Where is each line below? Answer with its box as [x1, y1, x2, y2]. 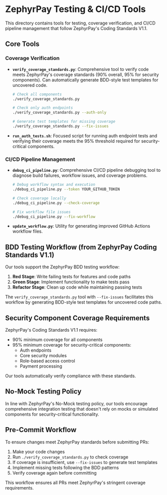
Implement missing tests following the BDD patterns [12, 465, 119, 471]
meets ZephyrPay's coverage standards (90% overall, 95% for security [12, 71, 159, 77]
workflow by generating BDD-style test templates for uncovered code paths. [5, 299, 163, 305]
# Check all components [12, 91, 62, 97]
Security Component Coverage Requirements [5, 314, 150, 322]
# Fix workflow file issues [12, 209, 71, 214]
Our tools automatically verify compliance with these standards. [5, 373, 136, 379]
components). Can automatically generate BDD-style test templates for [12, 76, 159, 83]
